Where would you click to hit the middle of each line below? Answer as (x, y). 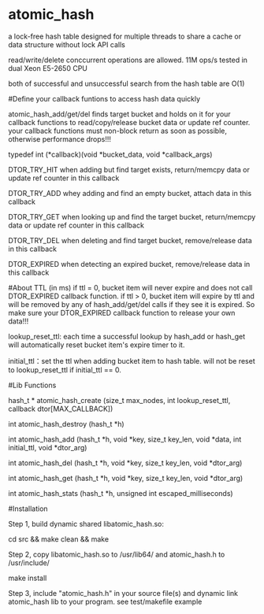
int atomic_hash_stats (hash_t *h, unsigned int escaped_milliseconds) (121, 493)
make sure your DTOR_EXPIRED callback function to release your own (122, 313)
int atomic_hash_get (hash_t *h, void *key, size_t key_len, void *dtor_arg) (126, 478)
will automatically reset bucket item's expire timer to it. (97, 345)
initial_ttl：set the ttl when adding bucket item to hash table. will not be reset (132, 361)
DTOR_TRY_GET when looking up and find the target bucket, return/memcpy (132, 216)
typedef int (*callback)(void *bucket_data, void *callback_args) (110, 154)
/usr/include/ (29, 562)
